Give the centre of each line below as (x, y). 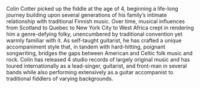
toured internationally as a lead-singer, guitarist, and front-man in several (97, 66)
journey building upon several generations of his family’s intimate (86, 15)
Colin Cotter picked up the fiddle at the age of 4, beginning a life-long (92, 9)
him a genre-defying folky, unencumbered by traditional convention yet (94, 34)
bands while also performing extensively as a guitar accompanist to (90, 72)
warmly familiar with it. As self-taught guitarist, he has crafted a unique (94, 40)
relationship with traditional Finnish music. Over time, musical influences (95, 21)
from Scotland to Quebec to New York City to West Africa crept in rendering (100, 28)
